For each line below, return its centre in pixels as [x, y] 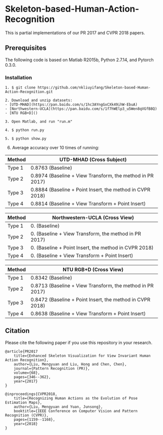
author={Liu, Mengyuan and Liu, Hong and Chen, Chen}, [70, 364]
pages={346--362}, [32, 377]
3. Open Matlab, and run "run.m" [39, 122]
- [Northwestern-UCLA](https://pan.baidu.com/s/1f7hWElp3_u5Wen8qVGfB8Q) [81, 109]
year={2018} [26, 424]
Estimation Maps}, [24, 402]
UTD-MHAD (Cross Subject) [93, 160]
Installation [19, 77]
